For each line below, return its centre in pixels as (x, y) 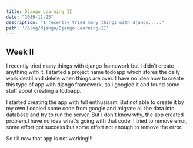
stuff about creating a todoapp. (44, 91)
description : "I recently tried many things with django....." (85, 22)
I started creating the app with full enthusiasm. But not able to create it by (95, 102)
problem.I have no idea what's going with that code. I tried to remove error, (97, 121)
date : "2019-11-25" (30, 17)
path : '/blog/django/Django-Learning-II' (58, 28)
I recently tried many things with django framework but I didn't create (90, 66)
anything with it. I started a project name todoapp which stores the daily (93, 72)
